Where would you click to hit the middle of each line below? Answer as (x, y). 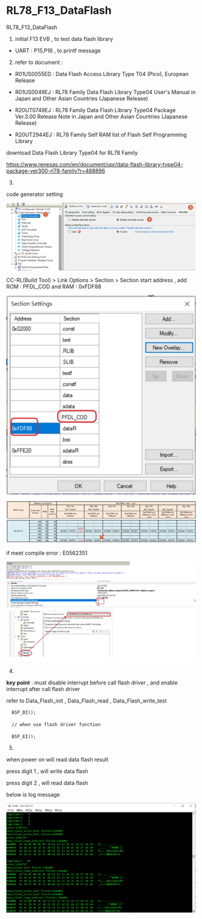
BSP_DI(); (24, 713)
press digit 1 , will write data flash (47, 771)
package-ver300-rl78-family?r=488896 (56, 171)
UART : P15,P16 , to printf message (58, 50)
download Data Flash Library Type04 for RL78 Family (72, 153)
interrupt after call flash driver (43, 689)
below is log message (33, 795)
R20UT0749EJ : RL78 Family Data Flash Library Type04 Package (95, 110)
